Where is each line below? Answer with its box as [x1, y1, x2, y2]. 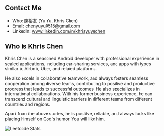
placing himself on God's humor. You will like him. [5, 116, 105, 122]
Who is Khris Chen [5, 43, 63, 51]
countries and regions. [5, 101, 50, 107]
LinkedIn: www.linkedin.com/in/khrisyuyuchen [12, 28, 106, 34]
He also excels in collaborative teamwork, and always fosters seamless [5, 75, 148, 81]
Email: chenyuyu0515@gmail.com [12, 23, 80, 29]
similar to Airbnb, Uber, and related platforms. [5, 66, 97, 71]
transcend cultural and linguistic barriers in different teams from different [5, 96, 153, 102]
